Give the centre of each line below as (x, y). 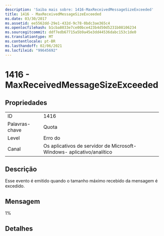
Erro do (52, 138)
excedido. (15, 186)
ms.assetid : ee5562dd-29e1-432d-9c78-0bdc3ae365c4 (58, 23)
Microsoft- (124, 146)
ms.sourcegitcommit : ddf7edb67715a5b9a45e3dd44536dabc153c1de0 (71, 32)
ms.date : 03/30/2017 (26, 19)
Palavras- (19, 124)
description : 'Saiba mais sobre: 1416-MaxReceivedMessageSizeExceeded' (79, 10)
